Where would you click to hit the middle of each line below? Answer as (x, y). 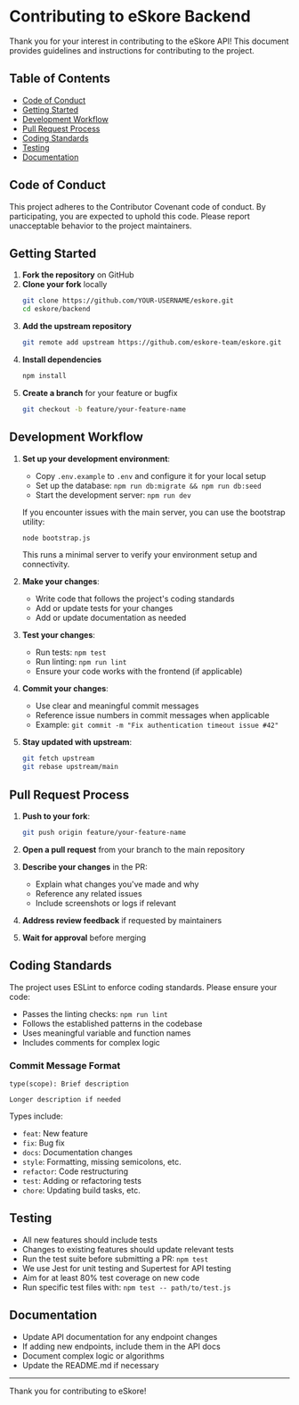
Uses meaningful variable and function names (106, 1033)
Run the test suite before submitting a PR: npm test (115, 1259)
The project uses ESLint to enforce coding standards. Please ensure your (143, 987)
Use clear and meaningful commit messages (117, 706)
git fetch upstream (58, 759)
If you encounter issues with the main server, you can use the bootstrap (154, 512)
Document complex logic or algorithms (93, 1355)
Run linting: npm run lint (81, 662)
